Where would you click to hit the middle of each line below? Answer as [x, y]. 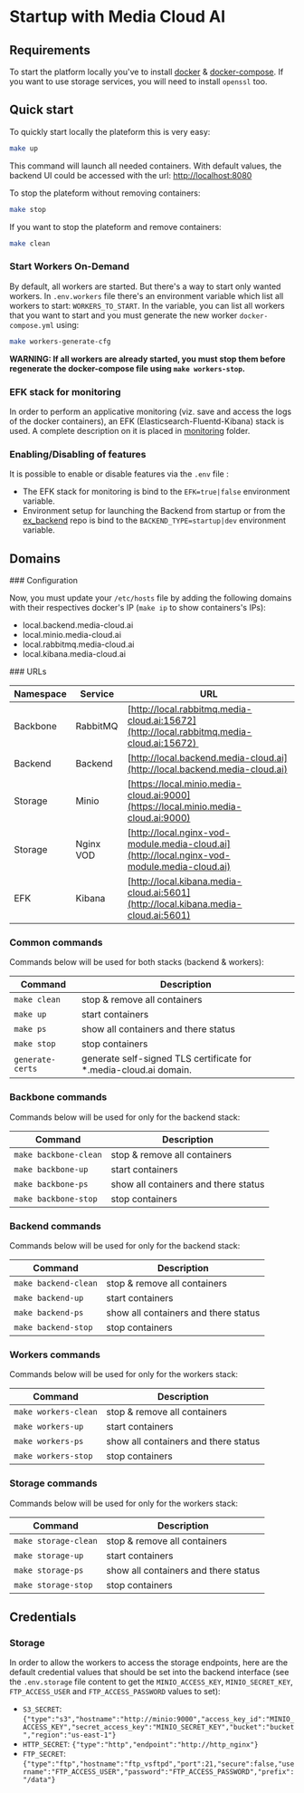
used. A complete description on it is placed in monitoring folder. [130, 430]
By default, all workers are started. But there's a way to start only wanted [145, 286]
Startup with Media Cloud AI [118, 17]
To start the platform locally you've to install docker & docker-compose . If [147, 72]
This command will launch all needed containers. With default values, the [146, 166]
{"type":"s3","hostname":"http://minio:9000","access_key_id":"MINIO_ [158, 1720]
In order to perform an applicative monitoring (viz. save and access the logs [151, 411]
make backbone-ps [51, 1184]
